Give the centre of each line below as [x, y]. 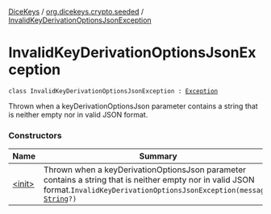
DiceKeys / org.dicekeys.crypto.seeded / [76, 12]
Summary [158, 156]
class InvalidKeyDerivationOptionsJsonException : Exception [113, 91]
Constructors [35, 135]
